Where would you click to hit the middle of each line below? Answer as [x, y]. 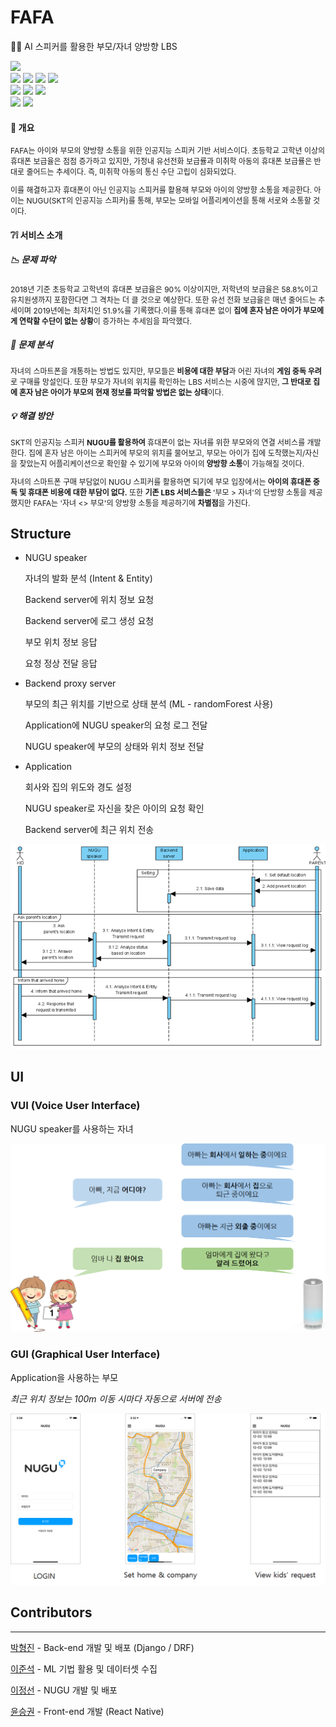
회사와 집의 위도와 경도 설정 [78, 787]
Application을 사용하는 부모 [64, 1377]
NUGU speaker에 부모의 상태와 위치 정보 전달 [114, 747]
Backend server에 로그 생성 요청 [89, 621]
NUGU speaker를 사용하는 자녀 [72, 1128]
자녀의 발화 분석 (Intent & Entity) [88, 578]
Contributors [51, 1612]
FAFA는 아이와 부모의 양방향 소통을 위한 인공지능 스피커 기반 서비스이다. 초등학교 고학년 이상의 [168, 151]
